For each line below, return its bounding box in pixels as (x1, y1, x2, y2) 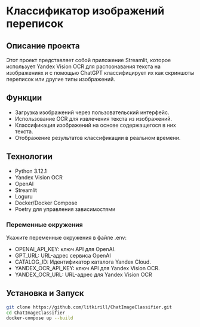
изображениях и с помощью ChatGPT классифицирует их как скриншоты (6, 69, 195, 76)
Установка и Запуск (6, 288, 84, 298)
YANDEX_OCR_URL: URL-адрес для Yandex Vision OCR (14, 271, 152, 278)
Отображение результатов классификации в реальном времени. (14, 134, 181, 141)
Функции (6, 93, 42, 103)
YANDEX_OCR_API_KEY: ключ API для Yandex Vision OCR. (14, 264, 160, 271)
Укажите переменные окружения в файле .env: (6, 234, 127, 241)
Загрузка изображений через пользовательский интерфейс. (14, 109, 170, 116)
